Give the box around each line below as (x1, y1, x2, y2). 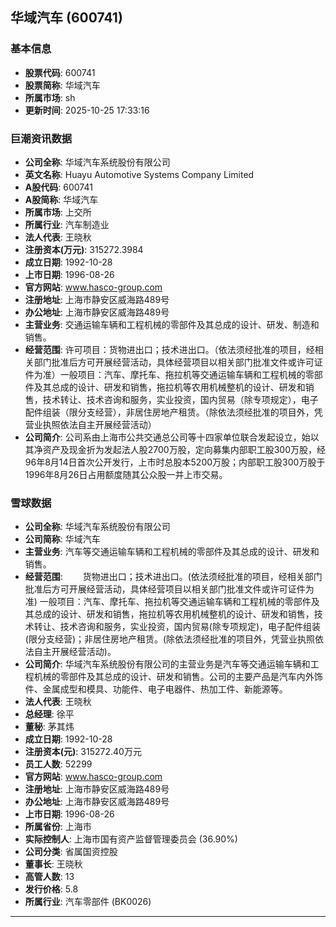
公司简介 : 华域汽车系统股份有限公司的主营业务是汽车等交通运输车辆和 (24, 658, 311, 670)
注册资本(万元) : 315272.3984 (24, 243, 144, 255)
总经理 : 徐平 (24, 708, 75, 720)
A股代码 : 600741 (24, 181, 93, 193)
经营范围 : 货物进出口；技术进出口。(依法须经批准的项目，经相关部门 (24, 571, 323, 583)
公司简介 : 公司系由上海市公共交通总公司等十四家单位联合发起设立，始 (24, 431, 311, 443)
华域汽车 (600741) (10, 9, 123, 27)
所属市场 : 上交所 (24, 206, 92, 218)
